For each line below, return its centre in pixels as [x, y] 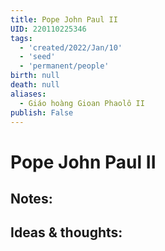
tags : [21, 38]
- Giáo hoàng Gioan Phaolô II [82, 103]
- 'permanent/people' [64, 66]
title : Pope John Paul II [64, 19]
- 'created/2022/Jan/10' [71, 47]
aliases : [28, 94]
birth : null [35, 76]
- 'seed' [37, 57]
